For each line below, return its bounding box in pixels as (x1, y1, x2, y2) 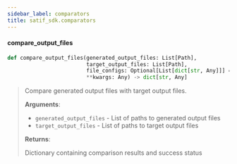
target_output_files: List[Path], (85, 61, 188, 68)
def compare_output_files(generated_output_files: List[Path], (7, 54, 197, 61)
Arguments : (24, 100, 61, 109)
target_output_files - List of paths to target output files (35, 121, 199, 130)
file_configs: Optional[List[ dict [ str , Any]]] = (85, 68, 232, 75)
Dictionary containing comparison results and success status (24, 149, 202, 157)
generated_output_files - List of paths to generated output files (35, 114, 221, 122)
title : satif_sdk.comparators (7, 17, 97, 24)
